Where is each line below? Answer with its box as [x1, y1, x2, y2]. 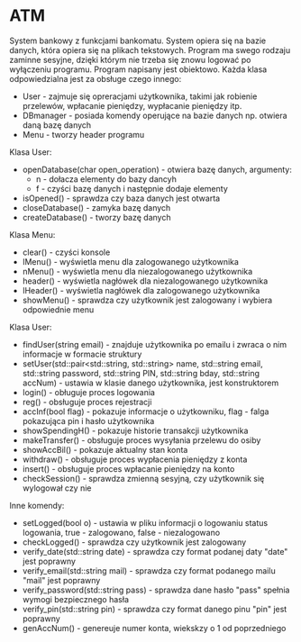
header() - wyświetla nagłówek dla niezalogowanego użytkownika [22, 276, 269, 286]
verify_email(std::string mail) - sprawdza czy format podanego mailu [22, 565, 277, 576]
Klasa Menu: [9, 229, 56, 240]
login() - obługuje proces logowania [22, 386, 156, 397]
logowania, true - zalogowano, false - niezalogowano [22, 527, 221, 538]
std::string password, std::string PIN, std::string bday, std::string [22, 367, 260, 378]
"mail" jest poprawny [22, 574, 101, 585]
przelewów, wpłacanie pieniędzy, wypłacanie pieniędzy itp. [22, 100, 242, 111]
